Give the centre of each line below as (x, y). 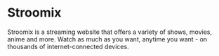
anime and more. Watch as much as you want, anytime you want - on (107, 39)
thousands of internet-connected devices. (68, 46)
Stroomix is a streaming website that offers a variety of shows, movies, (110, 32)
